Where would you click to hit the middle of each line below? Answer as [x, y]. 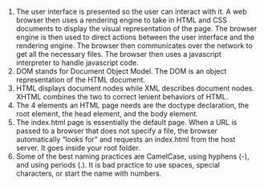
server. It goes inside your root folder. [78, 148]
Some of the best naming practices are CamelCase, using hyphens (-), [132, 156]
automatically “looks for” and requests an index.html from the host [126, 139]
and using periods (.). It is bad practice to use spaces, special [118, 165]
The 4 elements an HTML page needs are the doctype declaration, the [132, 105]
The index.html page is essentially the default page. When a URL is [126, 122]
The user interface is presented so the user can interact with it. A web [131, 12]
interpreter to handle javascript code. [77, 63]
